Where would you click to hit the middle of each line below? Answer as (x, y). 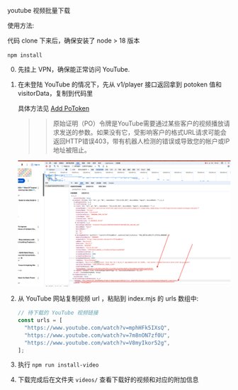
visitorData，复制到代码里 (55, 93)
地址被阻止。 (72, 150)
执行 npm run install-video (58, 364)
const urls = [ (40, 321)
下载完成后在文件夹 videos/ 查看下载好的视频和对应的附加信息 (108, 380)
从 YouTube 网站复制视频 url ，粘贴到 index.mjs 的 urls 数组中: (108, 299)
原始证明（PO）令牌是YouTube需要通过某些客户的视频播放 (138, 123)
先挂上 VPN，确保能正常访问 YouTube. (74, 69)
